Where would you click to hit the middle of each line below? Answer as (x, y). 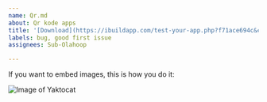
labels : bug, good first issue (60, 38)
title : (19, 30)
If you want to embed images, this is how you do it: (91, 74)
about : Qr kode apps (43, 23)
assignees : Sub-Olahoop (48, 45)
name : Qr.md (28, 15)
